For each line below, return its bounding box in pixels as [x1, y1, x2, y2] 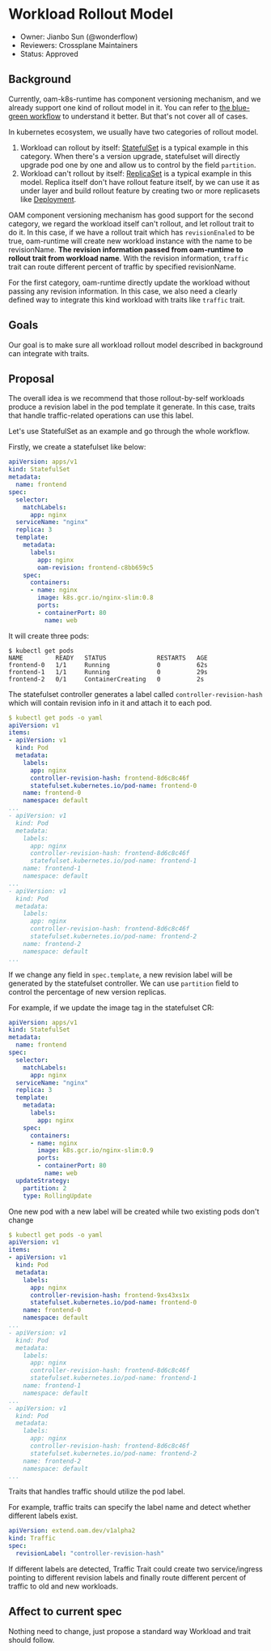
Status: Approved [19, 49, 78, 58]
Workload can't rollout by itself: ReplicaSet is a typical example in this [19, 168, 252, 178]
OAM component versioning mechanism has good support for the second [8, 210, 254, 220]
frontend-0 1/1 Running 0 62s [8, 660, 208, 669]
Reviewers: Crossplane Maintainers [19, 40, 138, 49]
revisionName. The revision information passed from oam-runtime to [8, 244, 243, 254]
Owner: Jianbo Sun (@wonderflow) [19, 32, 138, 41]
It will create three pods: [8, 630, 89, 641]
